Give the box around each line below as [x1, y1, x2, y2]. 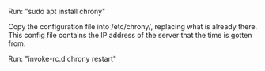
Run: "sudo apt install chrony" [8, 7, 106, 16]
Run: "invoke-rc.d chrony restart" [8, 54, 117, 63]
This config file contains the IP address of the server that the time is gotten [8, 31, 252, 39]
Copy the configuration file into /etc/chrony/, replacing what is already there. [8, 22, 258, 31]
